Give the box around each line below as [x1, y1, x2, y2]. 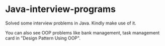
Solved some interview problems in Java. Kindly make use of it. [5, 20, 137, 26]
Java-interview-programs [5, 3, 116, 15]
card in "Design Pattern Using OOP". [5, 35, 80, 41]
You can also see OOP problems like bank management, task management [5, 29, 160, 35]
